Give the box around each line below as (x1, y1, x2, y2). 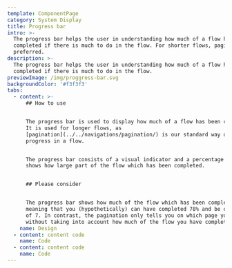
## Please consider (25, 181, 81, 188)
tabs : (7, 87, 23, 94)
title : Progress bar (7, 23, 67, 30)
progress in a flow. (25, 137, 85, 145)
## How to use (25, 100, 67, 107)
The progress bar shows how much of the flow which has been (25, 199, 206, 207)
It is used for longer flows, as (25, 125, 122, 132)
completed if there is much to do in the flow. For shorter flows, (13, 42, 212, 49)
